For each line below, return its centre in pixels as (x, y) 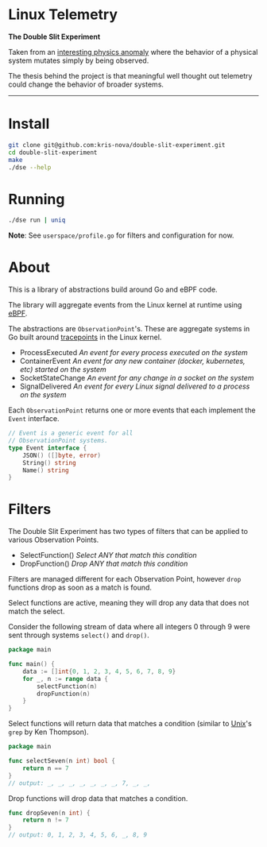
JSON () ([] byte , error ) (62, 455)
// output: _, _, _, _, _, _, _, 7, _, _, (79, 783)
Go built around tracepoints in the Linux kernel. (85, 337)
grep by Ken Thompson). (48, 732)
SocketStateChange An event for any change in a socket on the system (137, 378)
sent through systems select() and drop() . (79, 635)
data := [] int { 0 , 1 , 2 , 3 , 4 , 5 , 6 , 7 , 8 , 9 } (99, 671)
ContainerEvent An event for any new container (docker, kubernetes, (132, 361)
